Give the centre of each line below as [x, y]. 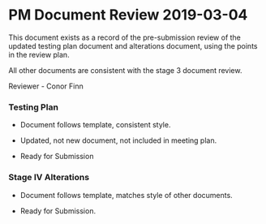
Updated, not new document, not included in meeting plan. [118, 140]
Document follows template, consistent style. [95, 125]
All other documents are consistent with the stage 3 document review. [125, 70]
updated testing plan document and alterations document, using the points [133, 45]
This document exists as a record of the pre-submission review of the [125, 37]
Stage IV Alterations [49, 178]
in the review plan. [39, 54]
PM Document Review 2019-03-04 [128, 15]
